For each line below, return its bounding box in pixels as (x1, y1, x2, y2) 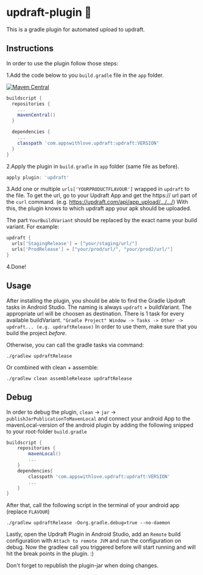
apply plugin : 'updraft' (6, 174, 69, 181)
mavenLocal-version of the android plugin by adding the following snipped (6, 421, 194, 429)
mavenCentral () (17, 112, 56, 118)
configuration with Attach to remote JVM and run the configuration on (6, 537, 182, 544)
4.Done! (6, 262, 26, 270)
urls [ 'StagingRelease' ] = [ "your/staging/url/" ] (12, 240, 138, 247)
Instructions (6, 43, 54, 54)
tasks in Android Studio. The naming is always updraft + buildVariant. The (6, 303, 192, 311)
